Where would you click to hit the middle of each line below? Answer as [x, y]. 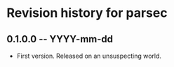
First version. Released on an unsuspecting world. [89, 56]
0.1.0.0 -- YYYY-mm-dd [60, 39]
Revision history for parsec [87, 13]
